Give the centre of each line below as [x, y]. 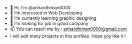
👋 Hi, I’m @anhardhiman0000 [40, 8]
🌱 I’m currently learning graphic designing [53, 18]
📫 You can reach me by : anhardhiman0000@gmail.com [68, 29]
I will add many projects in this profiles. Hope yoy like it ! [68, 36]
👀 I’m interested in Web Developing [46, 13]
